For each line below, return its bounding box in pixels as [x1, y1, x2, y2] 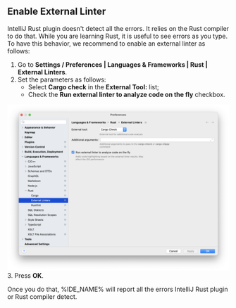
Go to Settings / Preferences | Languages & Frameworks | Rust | [17, 60, 208, 69]
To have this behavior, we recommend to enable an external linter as [7, 39, 206, 48]
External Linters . [17, 68, 68, 76]
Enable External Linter [7, 6, 106, 18]
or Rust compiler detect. [7, 292, 77, 301]
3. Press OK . [7, 271, 44, 280]
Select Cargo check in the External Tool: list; [27, 82, 160, 91]
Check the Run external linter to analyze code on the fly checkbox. [27, 90, 225, 98]
